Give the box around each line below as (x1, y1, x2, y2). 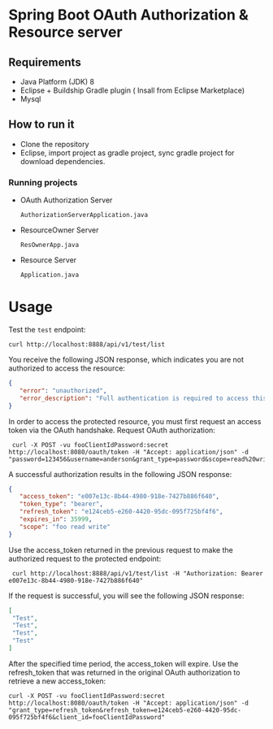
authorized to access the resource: (8, 363, 126, 373)
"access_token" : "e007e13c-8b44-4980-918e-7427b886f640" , (19, 493, 220, 501)
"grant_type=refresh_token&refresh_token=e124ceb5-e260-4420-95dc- (8, 705, 242, 714)
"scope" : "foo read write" (19, 523, 111, 531)
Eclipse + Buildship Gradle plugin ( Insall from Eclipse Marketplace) (19, 85, 245, 95)
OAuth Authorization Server (19, 195, 113, 205)
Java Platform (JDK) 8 (19, 77, 95, 86)
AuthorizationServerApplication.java (19, 211, 149, 219)
